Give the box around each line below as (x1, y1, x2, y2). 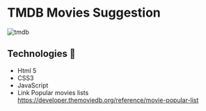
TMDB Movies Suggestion (7, 5, 161, 21)
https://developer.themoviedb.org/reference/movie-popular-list (17, 96, 199, 104)
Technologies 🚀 (7, 48, 76, 60)
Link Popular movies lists (17, 88, 89, 96)
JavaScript (17, 81, 49, 89)
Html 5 (17, 66, 37, 74)
